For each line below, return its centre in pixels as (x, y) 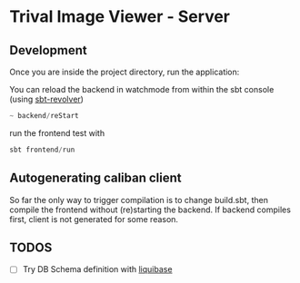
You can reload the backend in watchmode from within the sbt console (142, 89)
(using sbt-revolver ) (47, 99)
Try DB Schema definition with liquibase (97, 269)
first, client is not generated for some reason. (94, 219)
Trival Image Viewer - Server (120, 17)
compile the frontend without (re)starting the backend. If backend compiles (150, 210)
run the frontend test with (57, 132)
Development (49, 50)
